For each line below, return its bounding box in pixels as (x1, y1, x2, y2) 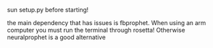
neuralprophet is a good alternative (7, 33, 106, 41)
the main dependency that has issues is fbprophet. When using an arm (7, 19, 206, 26)
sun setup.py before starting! (7, 6, 89, 14)
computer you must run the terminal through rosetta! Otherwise (7, 26, 186, 34)
